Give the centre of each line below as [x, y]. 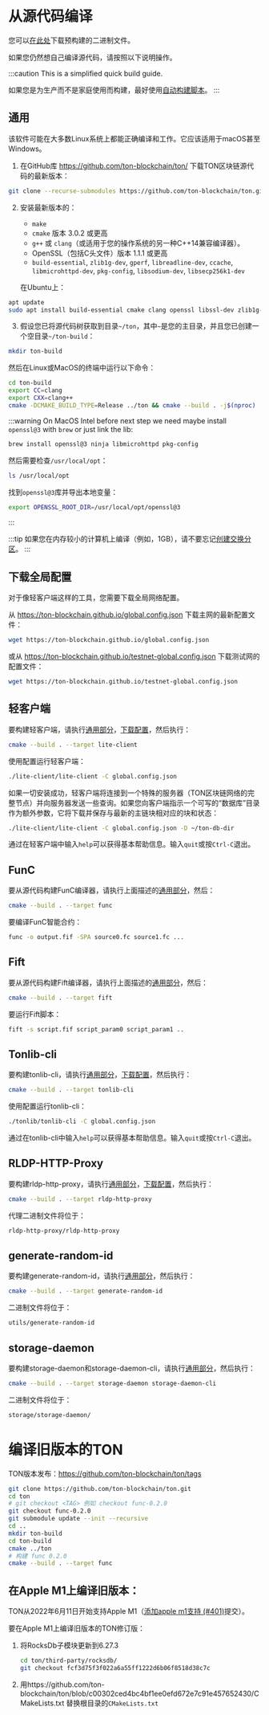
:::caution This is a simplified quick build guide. [86, 73]
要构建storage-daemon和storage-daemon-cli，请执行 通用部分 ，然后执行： [132, 1368]
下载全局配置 [40, 576]
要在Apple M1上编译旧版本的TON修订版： [77, 1628]
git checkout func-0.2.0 [50, 1511]
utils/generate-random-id [51, 1323]
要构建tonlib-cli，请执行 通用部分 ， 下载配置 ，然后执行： [100, 1075]
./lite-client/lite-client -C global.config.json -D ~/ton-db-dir [121, 828]
